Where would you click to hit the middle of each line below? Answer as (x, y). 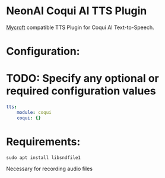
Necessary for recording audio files (50, 169)
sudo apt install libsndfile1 (44, 158)
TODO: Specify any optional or (82, 79)
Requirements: (43, 142)
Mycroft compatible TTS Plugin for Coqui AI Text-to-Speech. (80, 27)
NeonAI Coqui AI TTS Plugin (77, 11)
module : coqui (34, 112)
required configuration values (81, 91)
